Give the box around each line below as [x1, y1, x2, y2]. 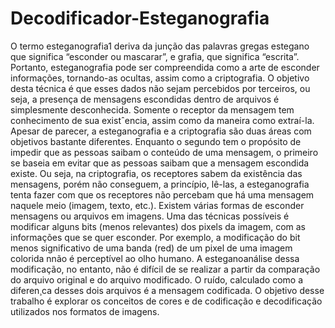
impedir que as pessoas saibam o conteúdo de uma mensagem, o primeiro [10, 146, 319, 158]
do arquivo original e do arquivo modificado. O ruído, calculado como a [10, 273, 303, 286]
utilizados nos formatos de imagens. [10, 305, 160, 317]
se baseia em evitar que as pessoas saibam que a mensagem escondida [10, 157, 310, 169]
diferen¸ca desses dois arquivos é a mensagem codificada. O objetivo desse [10, 284, 325, 296]
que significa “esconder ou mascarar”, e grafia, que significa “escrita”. [10, 50, 300, 62]
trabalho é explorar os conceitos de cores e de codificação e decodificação [10, 295, 323, 307]
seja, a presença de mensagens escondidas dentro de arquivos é [10, 93, 280, 105]
